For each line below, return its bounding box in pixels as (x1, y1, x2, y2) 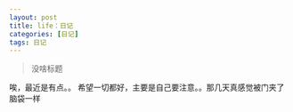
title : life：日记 (9, 21, 74, 30)
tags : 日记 (9, 37, 47, 47)
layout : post (9, 12, 58, 22)
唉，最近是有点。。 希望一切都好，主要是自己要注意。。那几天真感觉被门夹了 (9, 82, 285, 93)
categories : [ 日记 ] (9, 29, 79, 38)
